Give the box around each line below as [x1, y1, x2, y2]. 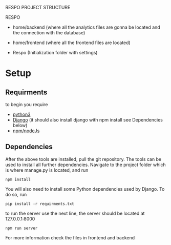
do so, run [5, 191, 27, 197]
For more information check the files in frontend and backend [5, 234, 135, 240]
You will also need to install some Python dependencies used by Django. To [5, 186, 165, 192]
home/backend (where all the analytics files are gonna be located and [12, 24, 160, 30]
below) [12, 122, 28, 128]
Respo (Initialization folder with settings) [12, 50, 98, 55]
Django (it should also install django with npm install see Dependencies [12, 117, 163, 122]
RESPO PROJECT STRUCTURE [5, 5, 71, 10]
